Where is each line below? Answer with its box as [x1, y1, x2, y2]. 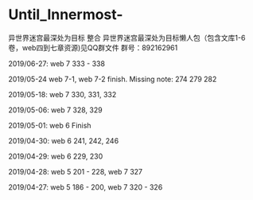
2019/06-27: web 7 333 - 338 [8, 58, 106, 69]
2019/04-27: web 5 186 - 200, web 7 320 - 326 [8, 182, 163, 192]
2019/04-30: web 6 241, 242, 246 [8, 135, 119, 145]
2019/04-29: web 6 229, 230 [8, 151, 103, 161]
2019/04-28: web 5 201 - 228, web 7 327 [8, 167, 143, 176]
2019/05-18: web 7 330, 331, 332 [8, 89, 117, 99]
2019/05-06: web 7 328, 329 [8, 105, 103, 115]
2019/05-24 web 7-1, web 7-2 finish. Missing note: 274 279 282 [8, 74, 217, 84]
